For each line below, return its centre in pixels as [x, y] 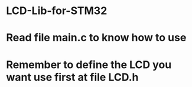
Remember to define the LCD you [89, 64]
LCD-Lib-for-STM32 [57, 11]
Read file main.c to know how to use [96, 38]
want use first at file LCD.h [72, 77]
